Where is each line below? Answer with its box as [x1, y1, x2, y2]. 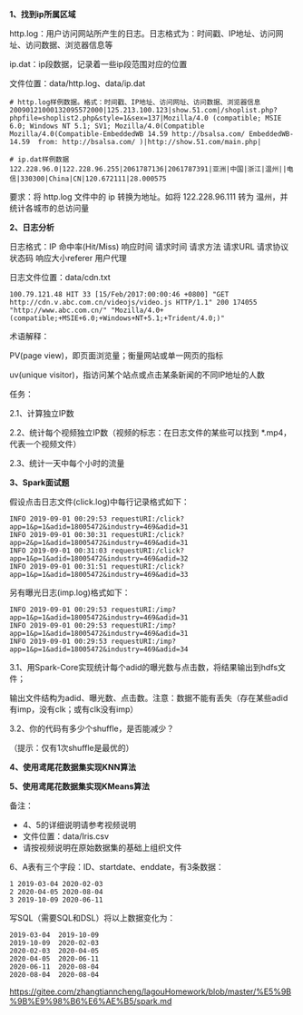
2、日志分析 [9, 222, 54, 232]
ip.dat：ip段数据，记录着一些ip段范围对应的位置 [9, 59, 188, 69]
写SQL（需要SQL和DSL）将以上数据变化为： [9, 913, 176, 923]
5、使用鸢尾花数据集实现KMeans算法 [9, 781, 150, 792]
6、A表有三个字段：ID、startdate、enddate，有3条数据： [9, 862, 224, 872]
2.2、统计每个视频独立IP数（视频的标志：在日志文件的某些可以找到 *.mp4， [9, 427, 292, 438]
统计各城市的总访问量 [9, 203, 89, 213]
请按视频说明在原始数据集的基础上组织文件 [22, 843, 182, 853]
